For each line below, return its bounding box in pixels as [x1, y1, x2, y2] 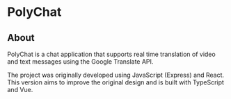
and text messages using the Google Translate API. [7, 57, 154, 66]
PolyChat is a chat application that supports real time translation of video [7, 50, 216, 58]
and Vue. [7, 86, 33, 93]
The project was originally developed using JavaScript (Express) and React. [7, 71, 225, 79]
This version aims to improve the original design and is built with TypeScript [7, 78, 225, 87]
